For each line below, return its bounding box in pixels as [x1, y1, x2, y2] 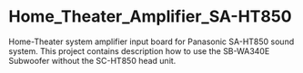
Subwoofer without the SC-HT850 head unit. [8, 55, 177, 66]
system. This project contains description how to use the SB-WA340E [8, 45, 270, 56]
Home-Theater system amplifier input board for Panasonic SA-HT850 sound [8, 36, 295, 47]
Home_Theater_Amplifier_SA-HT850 [8, 6, 292, 27]
